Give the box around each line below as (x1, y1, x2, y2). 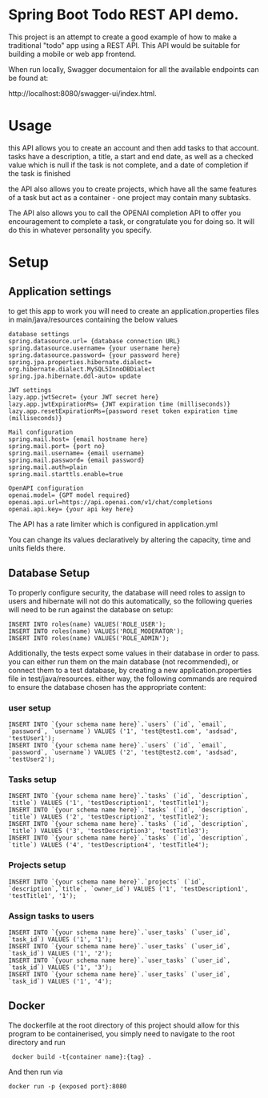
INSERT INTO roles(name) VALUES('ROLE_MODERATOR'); (8, 627, 184, 635)
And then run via (8, 1067, 63, 1076)
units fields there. (8, 543, 66, 553)
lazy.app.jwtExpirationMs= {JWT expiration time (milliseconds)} (8, 400, 230, 408)
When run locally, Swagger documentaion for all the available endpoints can (8, 64, 259, 74)
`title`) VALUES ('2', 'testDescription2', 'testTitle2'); (8, 813, 210, 821)
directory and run (8, 1037, 66, 1047)
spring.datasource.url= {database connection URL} (8, 337, 181, 345)
